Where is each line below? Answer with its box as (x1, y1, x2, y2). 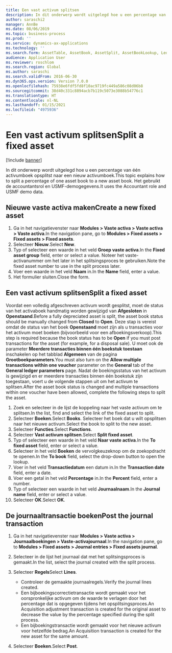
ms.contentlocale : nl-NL (6, 98, 59, 103)
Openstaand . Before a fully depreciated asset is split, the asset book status (6, 313, 163, 319)
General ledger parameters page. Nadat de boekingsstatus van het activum (6, 367, 166, 374)
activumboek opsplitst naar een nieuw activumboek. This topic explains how (6, 172, 165, 178)
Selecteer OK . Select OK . (13, 497, 65, 503)
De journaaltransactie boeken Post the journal (6, 511, 154, 520)
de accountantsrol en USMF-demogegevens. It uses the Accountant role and (6, 183, 166, 189)
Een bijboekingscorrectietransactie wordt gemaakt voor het (20, 590, 146, 596)
